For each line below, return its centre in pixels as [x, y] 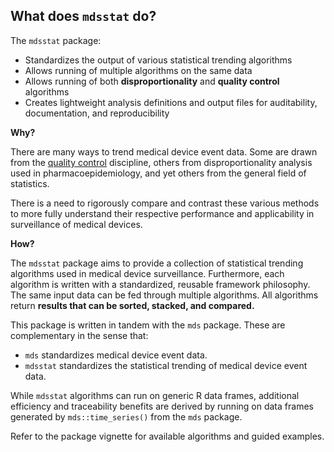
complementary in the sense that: [79, 335]
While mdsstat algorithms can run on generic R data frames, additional [155, 395]
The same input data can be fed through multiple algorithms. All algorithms [164, 295]
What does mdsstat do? [83, 16]
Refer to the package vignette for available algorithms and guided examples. [167, 436]
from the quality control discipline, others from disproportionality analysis [161, 162]
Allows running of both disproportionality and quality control [152, 81]
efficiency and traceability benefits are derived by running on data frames [162, 406]
